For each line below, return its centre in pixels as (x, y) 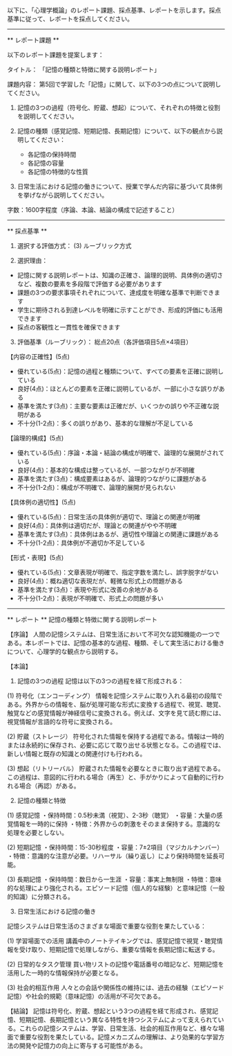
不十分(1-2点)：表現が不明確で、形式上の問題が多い (90, 598)
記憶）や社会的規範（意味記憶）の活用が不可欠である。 (86, 996)
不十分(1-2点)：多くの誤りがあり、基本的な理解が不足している (105, 423)
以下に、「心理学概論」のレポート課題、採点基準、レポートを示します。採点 (114, 10)
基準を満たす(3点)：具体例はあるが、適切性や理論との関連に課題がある (118, 534)
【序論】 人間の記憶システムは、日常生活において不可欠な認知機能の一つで (114, 634)
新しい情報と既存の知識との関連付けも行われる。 (77, 754)
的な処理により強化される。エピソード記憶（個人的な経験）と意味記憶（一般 (116, 888)
